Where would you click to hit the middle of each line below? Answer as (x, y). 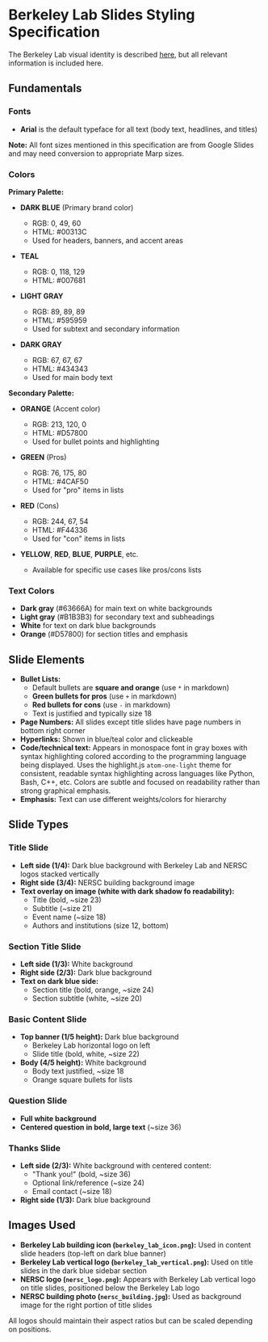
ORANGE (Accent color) (60, 408)
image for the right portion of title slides (86, 1305)
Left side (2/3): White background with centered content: (115, 1165)
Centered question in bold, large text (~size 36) (100, 1127)
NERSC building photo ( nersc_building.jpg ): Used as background (131, 1296)
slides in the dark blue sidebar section (83, 1270)
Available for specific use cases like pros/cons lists (117, 570)
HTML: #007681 (59, 280)
